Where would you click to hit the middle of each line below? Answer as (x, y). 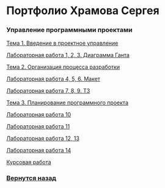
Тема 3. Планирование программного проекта (67, 103)
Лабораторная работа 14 (39, 151)
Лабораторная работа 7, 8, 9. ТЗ (48, 91)
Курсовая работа (29, 162)
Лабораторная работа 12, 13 (43, 138)
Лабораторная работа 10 (39, 115)
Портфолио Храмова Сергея (83, 11)
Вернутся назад (31, 178)
